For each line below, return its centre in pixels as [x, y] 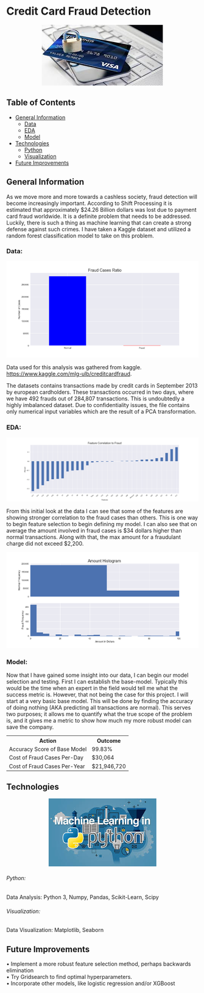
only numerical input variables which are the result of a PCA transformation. [101, 411]
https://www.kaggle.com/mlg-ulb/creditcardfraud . [69, 374]
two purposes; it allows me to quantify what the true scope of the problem [99, 714]
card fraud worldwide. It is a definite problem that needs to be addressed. [99, 216]
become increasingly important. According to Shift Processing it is [89, 203]
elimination [20, 970]
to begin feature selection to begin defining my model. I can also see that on [102, 524]
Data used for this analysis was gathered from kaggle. [74, 367]
